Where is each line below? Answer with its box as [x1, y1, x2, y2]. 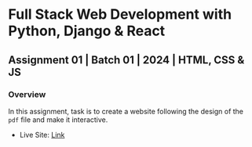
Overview [8, 88, 46, 99]
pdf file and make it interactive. [8, 115, 108, 124]
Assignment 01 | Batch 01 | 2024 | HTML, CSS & [8, 53, 245, 66]
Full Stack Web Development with [8, 5, 232, 23]
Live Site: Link [19, 130, 65, 139]
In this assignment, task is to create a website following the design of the [8, 106, 244, 116]
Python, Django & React [8, 22, 166, 40]
